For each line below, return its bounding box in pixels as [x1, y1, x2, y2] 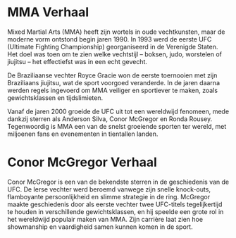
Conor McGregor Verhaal [7, 154, 157, 170]
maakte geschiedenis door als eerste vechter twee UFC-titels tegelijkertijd [7, 200, 223, 208]
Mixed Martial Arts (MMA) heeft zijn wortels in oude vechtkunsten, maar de [7, 27, 225, 36]
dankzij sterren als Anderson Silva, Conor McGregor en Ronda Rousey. [7, 114, 213, 123]
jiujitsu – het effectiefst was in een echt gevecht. [7, 57, 148, 65]
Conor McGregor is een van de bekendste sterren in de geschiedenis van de [7, 177, 230, 186]
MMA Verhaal [7, 4, 89, 20]
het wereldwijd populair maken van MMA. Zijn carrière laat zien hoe [7, 215, 203, 223]
